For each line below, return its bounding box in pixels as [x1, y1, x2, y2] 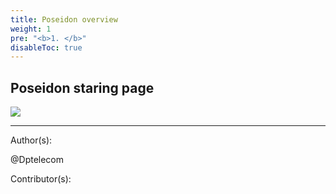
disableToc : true [10, 42, 83, 53]
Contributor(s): [10, 173, 72, 185]
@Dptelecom [10, 154, 65, 166]
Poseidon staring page [10, 79, 155, 96]
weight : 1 [10, 24, 52, 34]
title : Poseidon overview [10, 14, 118, 25]
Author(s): [10, 134, 53, 146]
